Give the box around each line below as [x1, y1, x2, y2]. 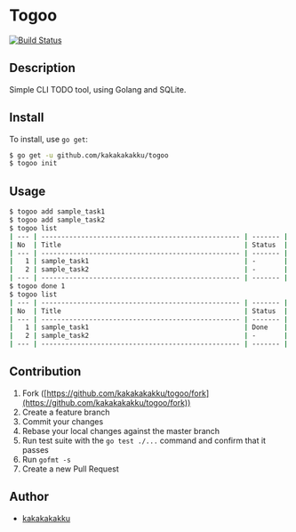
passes [21, 444, 49, 455]
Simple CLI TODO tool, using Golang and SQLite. [9, 84, 187, 94]
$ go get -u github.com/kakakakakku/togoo [9, 150, 169, 160]
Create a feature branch [21, 407, 110, 417]
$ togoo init [9, 159, 58, 168]
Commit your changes [21, 415, 104, 427]
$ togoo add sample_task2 [9, 215, 105, 224]
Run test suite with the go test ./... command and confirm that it [21, 435, 267, 446]
